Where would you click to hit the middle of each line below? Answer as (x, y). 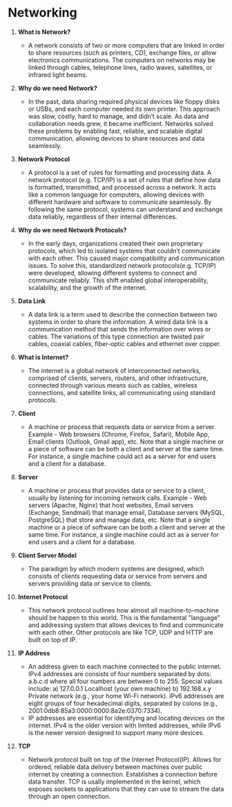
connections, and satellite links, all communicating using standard (122, 392)
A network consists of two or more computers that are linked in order (126, 45)
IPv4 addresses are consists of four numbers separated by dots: (119, 673)
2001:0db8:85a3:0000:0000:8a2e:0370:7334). (95, 710)
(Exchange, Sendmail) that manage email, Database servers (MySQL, (126, 512)
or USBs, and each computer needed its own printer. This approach (124, 109)
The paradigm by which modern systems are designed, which (116, 568)
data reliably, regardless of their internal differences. (103, 217)
